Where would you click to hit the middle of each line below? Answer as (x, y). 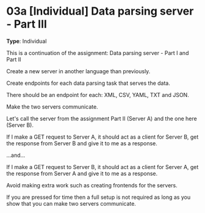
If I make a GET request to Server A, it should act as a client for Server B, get (103, 137)
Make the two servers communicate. (52, 106)
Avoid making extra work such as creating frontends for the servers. (92, 185)
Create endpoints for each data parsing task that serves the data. (88, 83)
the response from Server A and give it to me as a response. (82, 173)
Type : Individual (27, 41)
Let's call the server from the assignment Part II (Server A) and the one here (102, 118)
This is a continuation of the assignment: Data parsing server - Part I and (98, 52)
